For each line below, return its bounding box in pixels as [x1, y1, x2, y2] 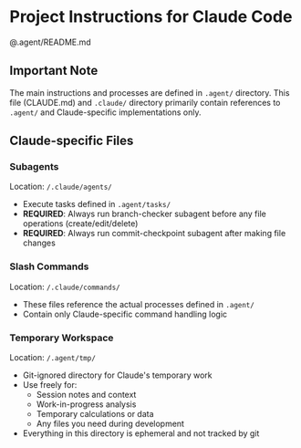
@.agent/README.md [9, 36, 91, 47]
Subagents [9, 161, 59, 173]
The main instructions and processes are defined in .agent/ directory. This [9, 87, 290, 98]
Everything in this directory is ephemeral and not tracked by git [22, 428, 260, 439]
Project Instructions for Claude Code [9, 6, 293, 27]
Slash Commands [9, 260, 89, 273]
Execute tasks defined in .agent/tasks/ [22, 199, 171, 210]
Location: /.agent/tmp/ [9, 352, 96, 363]
